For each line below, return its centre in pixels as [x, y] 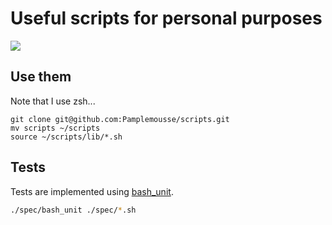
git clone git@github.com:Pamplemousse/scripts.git [120, 119]
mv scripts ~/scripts [55, 128]
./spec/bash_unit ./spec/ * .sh [73, 210]
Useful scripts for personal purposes [166, 18]
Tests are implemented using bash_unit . [92, 191]
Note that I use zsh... [53, 101]
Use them [41, 77]
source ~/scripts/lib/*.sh [66, 137]
